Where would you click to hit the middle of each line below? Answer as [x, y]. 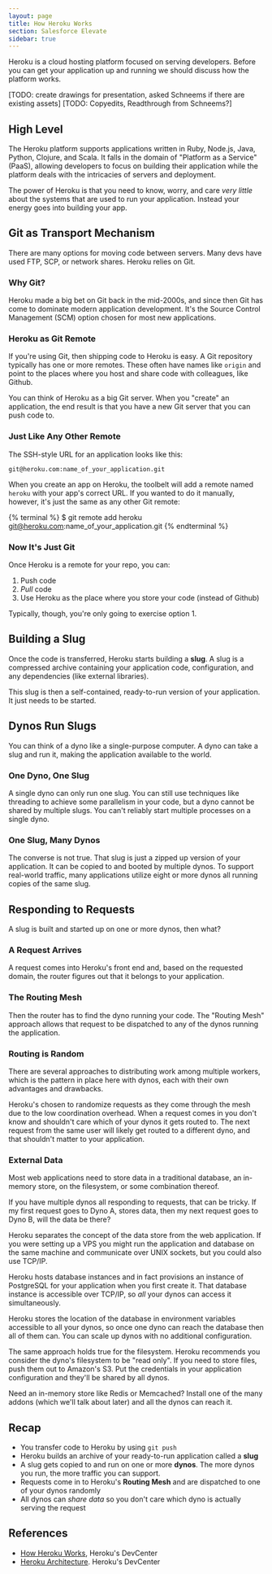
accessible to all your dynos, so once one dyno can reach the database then [136, 1327]
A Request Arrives [45, 951]
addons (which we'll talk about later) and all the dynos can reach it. [121, 1402]
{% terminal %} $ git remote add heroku [76, 517]
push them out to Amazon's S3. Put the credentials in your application [125, 1369]
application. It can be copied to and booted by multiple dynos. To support [131, 867]
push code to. [32, 415]
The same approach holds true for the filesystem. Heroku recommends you [134, 1352]
